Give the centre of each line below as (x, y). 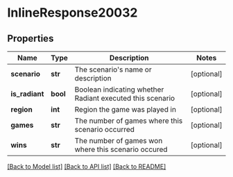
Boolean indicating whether (119, 90)
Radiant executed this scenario (125, 98)
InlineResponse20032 (72, 13)
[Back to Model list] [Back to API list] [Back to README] (87, 167)
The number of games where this (129, 121)
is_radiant (27, 94)
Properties (31, 39)
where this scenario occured (121, 149)
